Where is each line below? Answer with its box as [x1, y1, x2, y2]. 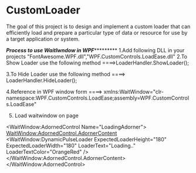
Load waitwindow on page [14, 112, 79, 119]
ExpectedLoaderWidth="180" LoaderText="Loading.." [6, 142, 136, 149]
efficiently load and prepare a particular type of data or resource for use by [6, 29, 188, 36]
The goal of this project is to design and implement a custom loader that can [6, 23, 191, 30]
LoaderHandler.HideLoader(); [6, 77, 77, 84]
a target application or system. [6, 35, 80, 42]
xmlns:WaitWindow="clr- [103, 88, 164, 95]
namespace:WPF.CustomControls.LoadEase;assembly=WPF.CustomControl [6, 94, 190, 101]
